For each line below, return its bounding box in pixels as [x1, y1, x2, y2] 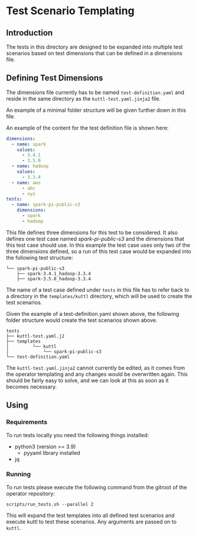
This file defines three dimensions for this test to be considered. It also [6, 229, 178, 236]
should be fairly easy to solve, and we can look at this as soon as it [6, 377, 169, 384]
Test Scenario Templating [6, 4, 135, 18]
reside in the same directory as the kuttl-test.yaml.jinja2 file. [6, 95, 161, 102]
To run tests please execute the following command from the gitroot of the [6, 483, 187, 490]
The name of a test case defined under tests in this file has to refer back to [6, 286, 190, 293]
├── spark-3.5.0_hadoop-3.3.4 [17, 276, 92, 282]
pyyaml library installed [23, 449, 80, 456]
